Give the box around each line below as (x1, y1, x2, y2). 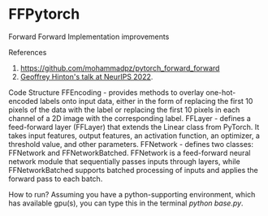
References (8, 47, 47, 57)
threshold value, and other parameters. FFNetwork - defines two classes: (8, 139, 254, 149)
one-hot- (205, 87, 236, 97)
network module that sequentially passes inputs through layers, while (8, 156, 241, 166)
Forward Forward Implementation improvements (8, 32, 170, 41)
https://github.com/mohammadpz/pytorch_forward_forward (19, 63, 220, 73)
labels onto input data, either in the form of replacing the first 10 (40, 96, 253, 106)
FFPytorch (8, 5, 80, 24)
